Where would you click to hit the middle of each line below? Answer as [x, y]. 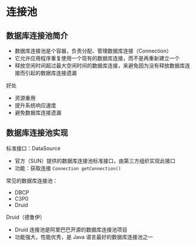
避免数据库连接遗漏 [38, 113]
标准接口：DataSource [33, 148]
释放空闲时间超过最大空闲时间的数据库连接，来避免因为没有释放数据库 [100, 66]
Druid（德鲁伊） [26, 217]
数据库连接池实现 [37, 133]
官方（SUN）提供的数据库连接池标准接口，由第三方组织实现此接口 [95, 161]
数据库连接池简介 [37, 36]
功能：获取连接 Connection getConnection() [68, 168]
